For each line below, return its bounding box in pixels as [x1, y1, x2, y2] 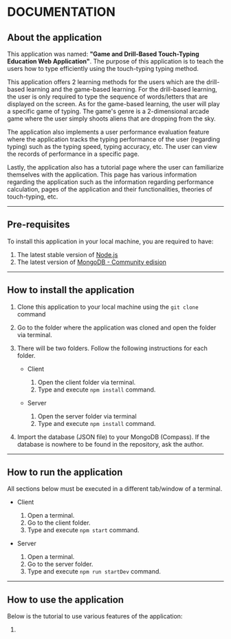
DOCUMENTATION [7, 4, 115, 20]
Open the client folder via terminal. [37, 378, 136, 386]
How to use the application [7, 594, 124, 605]
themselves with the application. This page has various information [7, 170, 197, 179]
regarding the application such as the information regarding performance [7, 178, 214, 186]
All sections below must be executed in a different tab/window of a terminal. [7, 485, 223, 493]
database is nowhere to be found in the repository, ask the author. [16, 440, 204, 448]
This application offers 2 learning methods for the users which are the [7, 78, 205, 86]
